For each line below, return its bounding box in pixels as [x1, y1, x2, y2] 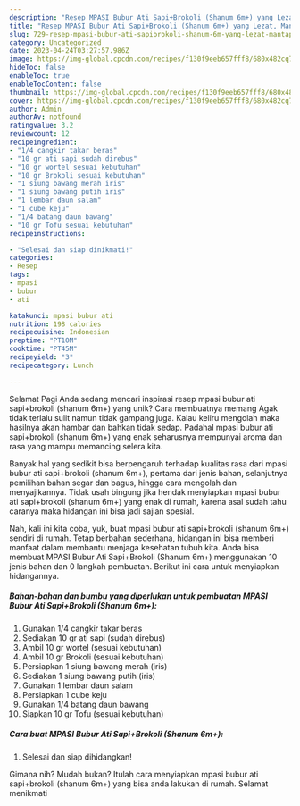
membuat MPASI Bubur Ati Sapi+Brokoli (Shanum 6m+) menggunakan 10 [9, 551, 278, 562]
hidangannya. [9, 570, 60, 581]
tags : [9, 270, 29, 280]
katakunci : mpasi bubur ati [9, 311, 114, 320]
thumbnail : [9, 88, 50, 97]
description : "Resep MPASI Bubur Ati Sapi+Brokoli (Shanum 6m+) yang [9, 13, 274, 22]
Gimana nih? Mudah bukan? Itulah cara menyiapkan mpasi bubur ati [9, 768, 259, 779]
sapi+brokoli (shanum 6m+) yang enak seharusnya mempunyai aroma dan [9, 431, 283, 442]
